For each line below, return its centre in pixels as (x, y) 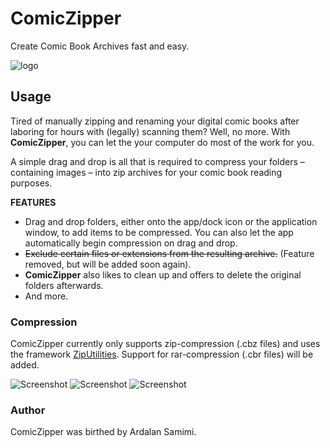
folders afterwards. (64, 285)
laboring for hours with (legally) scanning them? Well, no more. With (150, 131)
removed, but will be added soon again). (108, 264)
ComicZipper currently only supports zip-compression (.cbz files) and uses (165, 344)
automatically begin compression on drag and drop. (131, 243)
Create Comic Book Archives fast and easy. (100, 46)
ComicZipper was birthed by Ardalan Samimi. (103, 432)
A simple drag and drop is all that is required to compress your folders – (157, 161)
